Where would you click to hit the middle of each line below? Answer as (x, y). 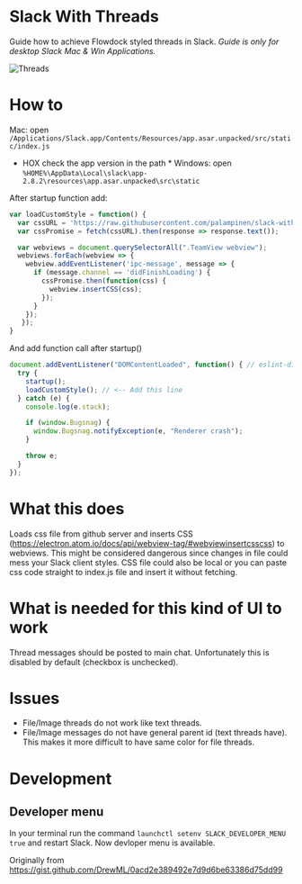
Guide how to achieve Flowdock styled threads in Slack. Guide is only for (144, 41)
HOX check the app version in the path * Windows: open (127, 163)
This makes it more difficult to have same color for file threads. (138, 742)
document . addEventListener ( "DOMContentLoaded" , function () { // (132, 365)
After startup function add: (58, 198)
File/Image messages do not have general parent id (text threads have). (155, 733)
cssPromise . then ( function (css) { (104, 281)
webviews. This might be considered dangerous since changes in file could (149, 553)
